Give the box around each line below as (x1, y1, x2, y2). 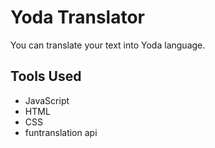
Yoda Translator (10, 6, 146, 29)
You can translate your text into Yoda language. (10, 39, 206, 51)
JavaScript (24, 94, 70, 106)
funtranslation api (24, 126, 98, 138)
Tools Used (10, 68, 82, 85)
